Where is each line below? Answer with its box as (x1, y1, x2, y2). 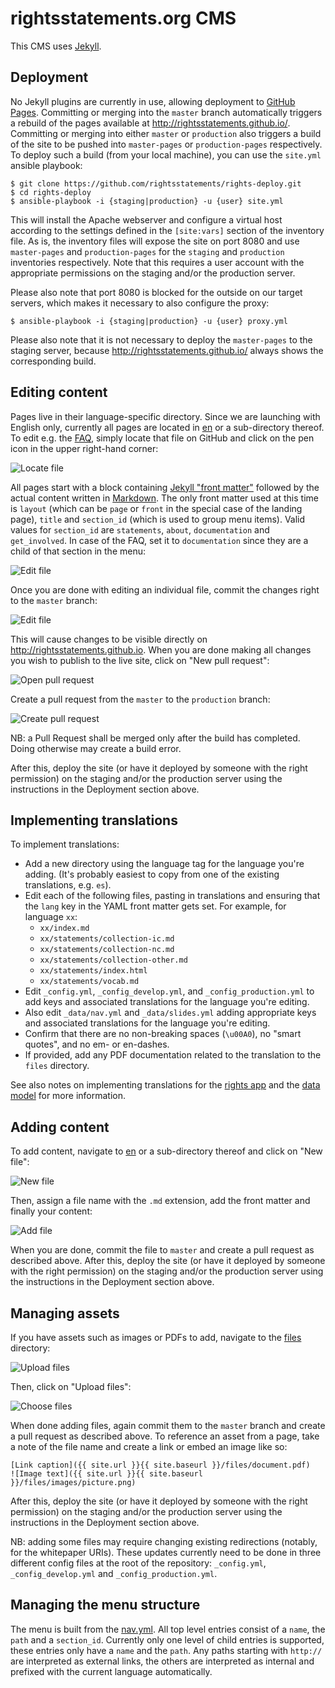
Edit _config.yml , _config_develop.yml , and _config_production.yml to (24, 985, 315, 997)
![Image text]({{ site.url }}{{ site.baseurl (10, 1469, 203, 1479)
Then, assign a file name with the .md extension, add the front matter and (10, 1195, 311, 1207)
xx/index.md (39, 923, 90, 934)
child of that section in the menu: (10, 545, 147, 557)
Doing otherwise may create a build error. (10, 742, 182, 754)
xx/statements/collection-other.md (39, 955, 188, 966)
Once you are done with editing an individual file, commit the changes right (10, 583, 320, 596)
